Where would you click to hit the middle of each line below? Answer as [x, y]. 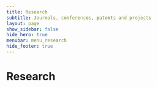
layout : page [23, 23]
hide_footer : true [30, 47]
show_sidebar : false [33, 29]
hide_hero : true [27, 35]
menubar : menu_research [37, 40]
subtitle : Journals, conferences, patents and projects [79, 18]
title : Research [27, 12]
